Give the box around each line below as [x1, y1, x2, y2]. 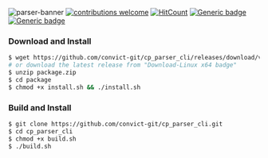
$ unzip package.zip [8, 68, 77, 77]
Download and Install [8, 36, 92, 47]
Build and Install [8, 102, 72, 113]
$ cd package [8, 75, 52, 83]
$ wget [8, 54, 30, 62]
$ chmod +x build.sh [8, 135, 77, 143]
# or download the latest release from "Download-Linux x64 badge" [8, 61, 238, 69]
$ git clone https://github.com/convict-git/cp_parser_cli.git [8, 120, 223, 128]
